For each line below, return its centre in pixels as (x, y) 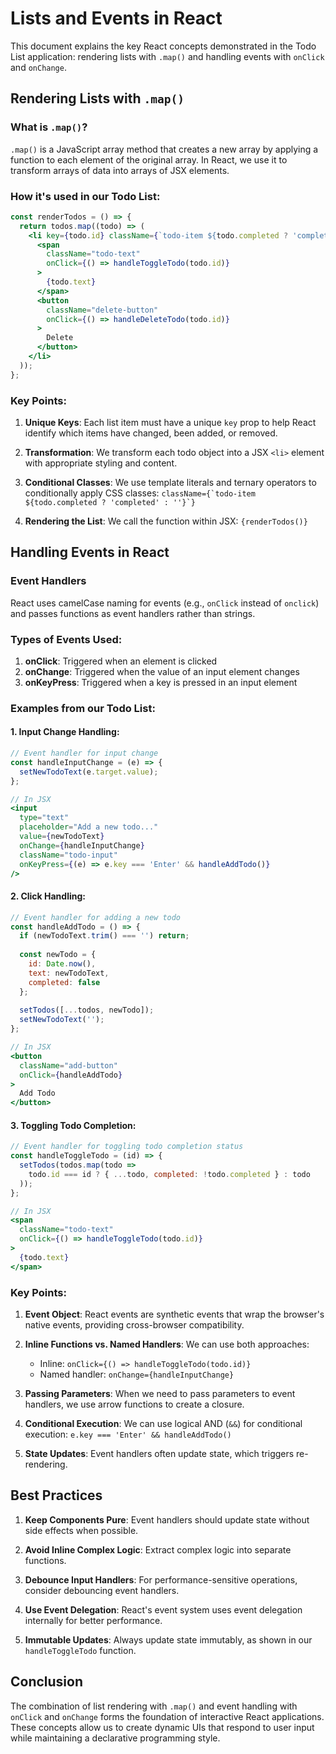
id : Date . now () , (62, 964)
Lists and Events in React (116, 18)
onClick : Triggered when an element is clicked (121, 661)
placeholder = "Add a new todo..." (89, 827)
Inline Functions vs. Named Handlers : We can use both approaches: (167, 1344)
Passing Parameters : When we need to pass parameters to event (160, 1394)
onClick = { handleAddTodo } (71, 1075)
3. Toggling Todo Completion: (73, 1125)
